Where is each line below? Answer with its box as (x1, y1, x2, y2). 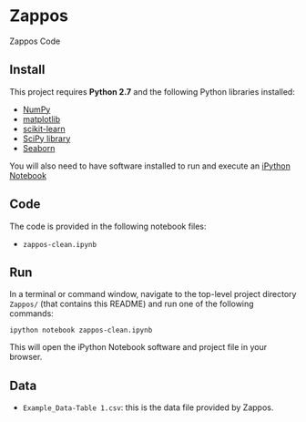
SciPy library (22, 133, 71, 144)
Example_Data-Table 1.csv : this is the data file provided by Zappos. (22, 402, 274, 413)
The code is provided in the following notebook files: (9, 221, 207, 232)
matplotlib (22, 113, 61, 124)
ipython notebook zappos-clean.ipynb (9, 325, 153, 335)
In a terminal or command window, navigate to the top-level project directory (9, 289, 297, 300)
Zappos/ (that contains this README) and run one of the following (9, 298, 254, 310)
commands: (9, 308, 55, 319)
